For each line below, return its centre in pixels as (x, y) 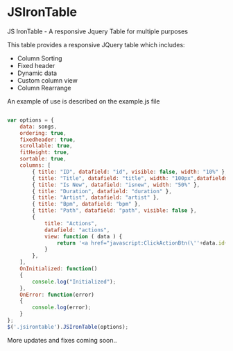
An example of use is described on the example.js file (84, 101)
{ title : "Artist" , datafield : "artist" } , (96, 198)
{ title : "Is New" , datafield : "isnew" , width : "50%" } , (116, 185)
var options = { (31, 120)
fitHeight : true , (45, 153)
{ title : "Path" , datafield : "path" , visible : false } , (114, 211)
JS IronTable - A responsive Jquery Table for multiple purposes (98, 31)
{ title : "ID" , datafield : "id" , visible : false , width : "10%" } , (130, 172)
